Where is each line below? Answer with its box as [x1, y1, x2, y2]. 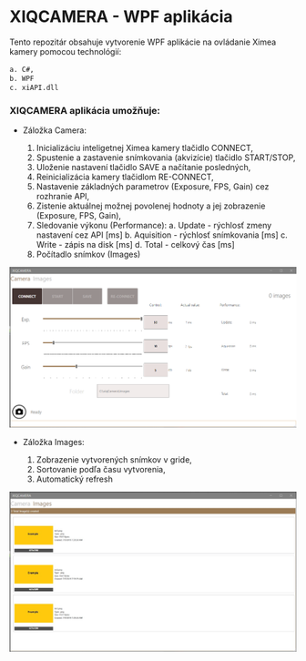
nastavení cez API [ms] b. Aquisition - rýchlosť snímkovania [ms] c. [36, 229, 289, 240]
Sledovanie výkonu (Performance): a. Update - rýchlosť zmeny [36, 220, 272, 231]
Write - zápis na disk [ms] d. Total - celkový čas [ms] [36, 239, 235, 250]
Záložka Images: [22, 436, 85, 447]
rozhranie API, [36, 191, 90, 202]
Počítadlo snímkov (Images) [36, 249, 141, 260]
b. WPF [9, 74, 35, 83]
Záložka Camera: [22, 125, 87, 136]
